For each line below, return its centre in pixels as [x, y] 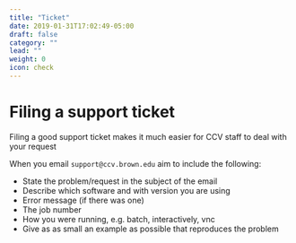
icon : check [31, 68]
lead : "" [26, 51]
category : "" [34, 43]
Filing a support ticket [92, 112]
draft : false [34, 34]
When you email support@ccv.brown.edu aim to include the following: [135, 163]
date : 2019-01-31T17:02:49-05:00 [72, 26]
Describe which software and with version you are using [126, 190]
